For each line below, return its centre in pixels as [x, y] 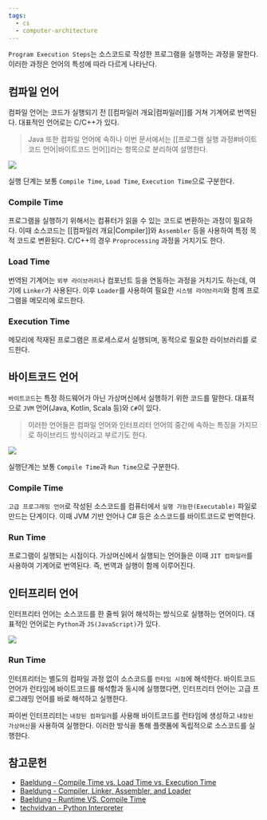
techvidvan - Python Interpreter [71, 808]
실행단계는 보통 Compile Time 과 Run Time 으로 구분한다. [94, 467]
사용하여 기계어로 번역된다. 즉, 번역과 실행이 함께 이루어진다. [102, 566]
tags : [17, 16]
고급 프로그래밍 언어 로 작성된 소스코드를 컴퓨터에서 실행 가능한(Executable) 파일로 [133, 507]
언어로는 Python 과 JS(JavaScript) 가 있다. [95, 624]
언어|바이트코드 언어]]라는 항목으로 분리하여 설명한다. [126, 149]
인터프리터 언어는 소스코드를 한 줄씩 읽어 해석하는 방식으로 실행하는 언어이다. [128, 614]
